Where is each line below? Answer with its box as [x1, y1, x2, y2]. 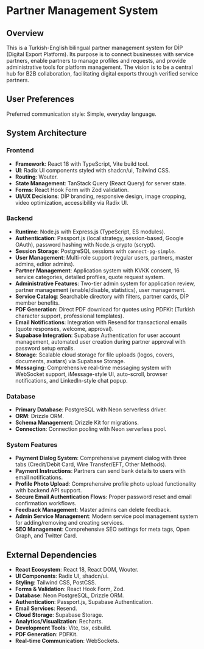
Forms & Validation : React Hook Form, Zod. [15, 586, 125, 593]
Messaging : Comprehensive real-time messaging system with [15, 364, 172, 371]
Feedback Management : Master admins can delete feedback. [15, 506, 172, 514]
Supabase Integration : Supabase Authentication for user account [15, 332, 181, 339]
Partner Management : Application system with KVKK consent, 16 [15, 266, 180, 274]
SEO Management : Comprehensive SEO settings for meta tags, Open [15, 525, 190, 533]
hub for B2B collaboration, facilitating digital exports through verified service [6, 70, 199, 77]
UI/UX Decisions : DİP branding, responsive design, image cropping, [15, 193, 186, 200]
